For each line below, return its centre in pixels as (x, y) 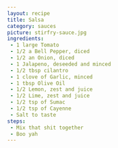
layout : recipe (29, 13)
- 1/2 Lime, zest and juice (50, 96)
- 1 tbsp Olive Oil (38, 83)
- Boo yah (24, 134)
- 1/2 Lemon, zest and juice (51, 89)
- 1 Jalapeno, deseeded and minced (60, 64)
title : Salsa (26, 20)
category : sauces (32, 26)
